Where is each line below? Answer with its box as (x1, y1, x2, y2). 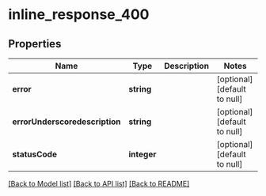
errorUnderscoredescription (12, 116, 121, 127)
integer (128, 149, 157, 160)
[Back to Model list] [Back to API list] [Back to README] (8, 179, 190, 188)
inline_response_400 (8, 6, 150, 24)
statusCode (12, 149, 58, 160)
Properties (8, 37, 62, 51)
